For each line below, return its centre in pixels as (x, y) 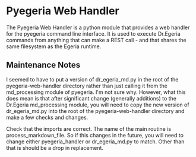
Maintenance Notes (43, 65)
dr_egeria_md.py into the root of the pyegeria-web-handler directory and (95, 111)
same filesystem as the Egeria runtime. (54, 46)
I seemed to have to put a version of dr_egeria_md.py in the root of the (92, 79)
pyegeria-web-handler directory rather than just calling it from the (87, 86)
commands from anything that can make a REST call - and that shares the (97, 40)
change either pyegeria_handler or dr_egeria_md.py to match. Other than (95, 142)
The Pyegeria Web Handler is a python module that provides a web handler (98, 27)
